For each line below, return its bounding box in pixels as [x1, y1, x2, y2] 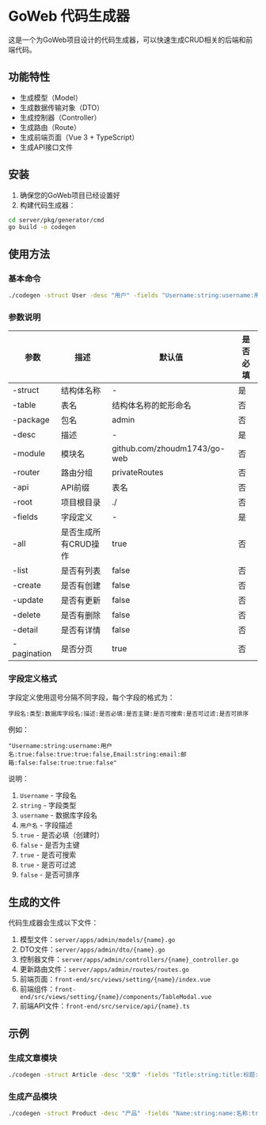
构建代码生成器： [19, 200, 76, 210]
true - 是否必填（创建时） [19, 830, 104, 840]
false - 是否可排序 [19, 870, 80, 879]
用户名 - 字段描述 [19, 821, 73, 830]
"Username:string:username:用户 [8, 742, 112, 750]
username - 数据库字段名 [19, 810, 97, 820]
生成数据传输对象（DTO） [19, 102, 104, 112]
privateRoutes [112, 467, 164, 478]
